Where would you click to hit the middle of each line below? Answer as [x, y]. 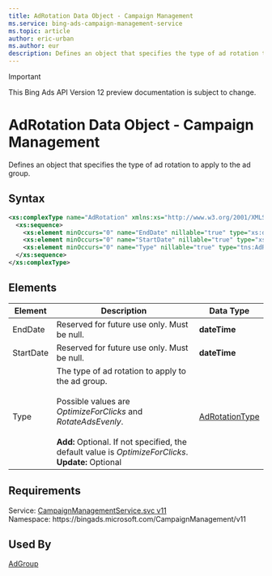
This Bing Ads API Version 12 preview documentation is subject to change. [132, 92]
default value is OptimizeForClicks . [122, 452]
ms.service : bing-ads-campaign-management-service [96, 23]
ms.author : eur [34, 46]
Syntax [27, 199]
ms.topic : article [39, 31]
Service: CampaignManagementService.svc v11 [88, 510]
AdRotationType [229, 416]
